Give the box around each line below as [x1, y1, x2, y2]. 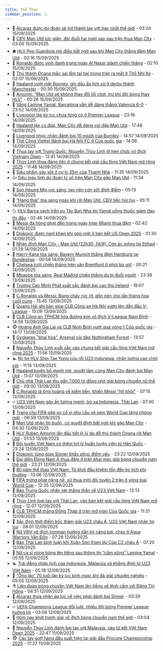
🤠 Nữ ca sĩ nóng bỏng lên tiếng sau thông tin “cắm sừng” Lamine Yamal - [12, 549, 159, 555]
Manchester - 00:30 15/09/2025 [12, 86, 77, 92]
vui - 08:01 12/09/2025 [12, 523, 58, 529]
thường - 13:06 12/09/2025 [12, 472, 67, 477]
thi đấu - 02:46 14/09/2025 [12, 215, 67, 220]
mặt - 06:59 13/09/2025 [12, 414, 61, 420]
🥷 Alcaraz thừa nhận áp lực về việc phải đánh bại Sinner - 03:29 [12, 593, 141, 599]
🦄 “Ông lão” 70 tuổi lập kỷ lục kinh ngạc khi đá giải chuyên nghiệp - [12, 572, 147, 578]
